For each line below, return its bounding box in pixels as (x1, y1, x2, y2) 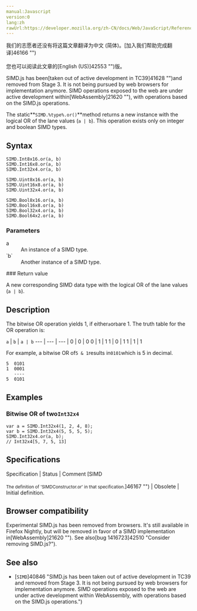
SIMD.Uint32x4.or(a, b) (6, 187, 64, 193)
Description (6, 304, 50, 315)
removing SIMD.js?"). (6, 540, 57, 547)
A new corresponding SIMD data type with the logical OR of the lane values (6, 281, 188, 288)
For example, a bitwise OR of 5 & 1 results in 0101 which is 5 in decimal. (6, 350, 174, 357)
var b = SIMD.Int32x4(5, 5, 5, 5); (6, 428, 93, 434)
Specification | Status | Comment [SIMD (6, 470, 103, 477)
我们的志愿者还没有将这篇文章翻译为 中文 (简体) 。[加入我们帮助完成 (6, 42, 168, 49)
